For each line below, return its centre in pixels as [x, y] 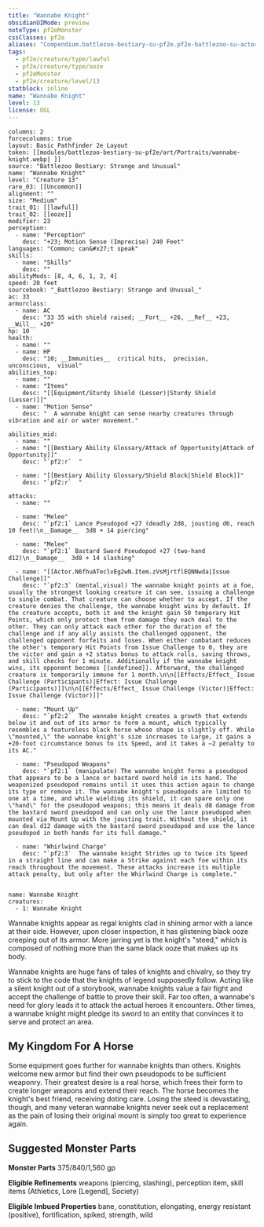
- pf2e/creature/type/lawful [63, 60]
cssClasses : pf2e [37, 37]
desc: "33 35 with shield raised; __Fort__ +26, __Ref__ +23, [126, 317]
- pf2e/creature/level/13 [58, 81]
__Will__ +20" [31, 324]
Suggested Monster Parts [72, 1149]
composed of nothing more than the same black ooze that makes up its [123, 948]
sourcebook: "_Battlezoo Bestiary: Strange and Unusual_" [105, 290]
